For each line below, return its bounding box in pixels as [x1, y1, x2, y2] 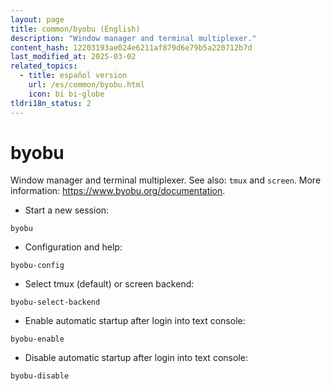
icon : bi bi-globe [28, 89, 105, 99]
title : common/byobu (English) [10, 24, 141, 34]
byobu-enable [10, 334, 65, 345]
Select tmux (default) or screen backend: [24, 278, 195, 290]
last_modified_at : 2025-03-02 [10, 52, 137, 62]
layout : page [10, 14, 65, 25]
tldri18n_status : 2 [10, 98, 92, 108]
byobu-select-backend [10, 297, 101, 308]
